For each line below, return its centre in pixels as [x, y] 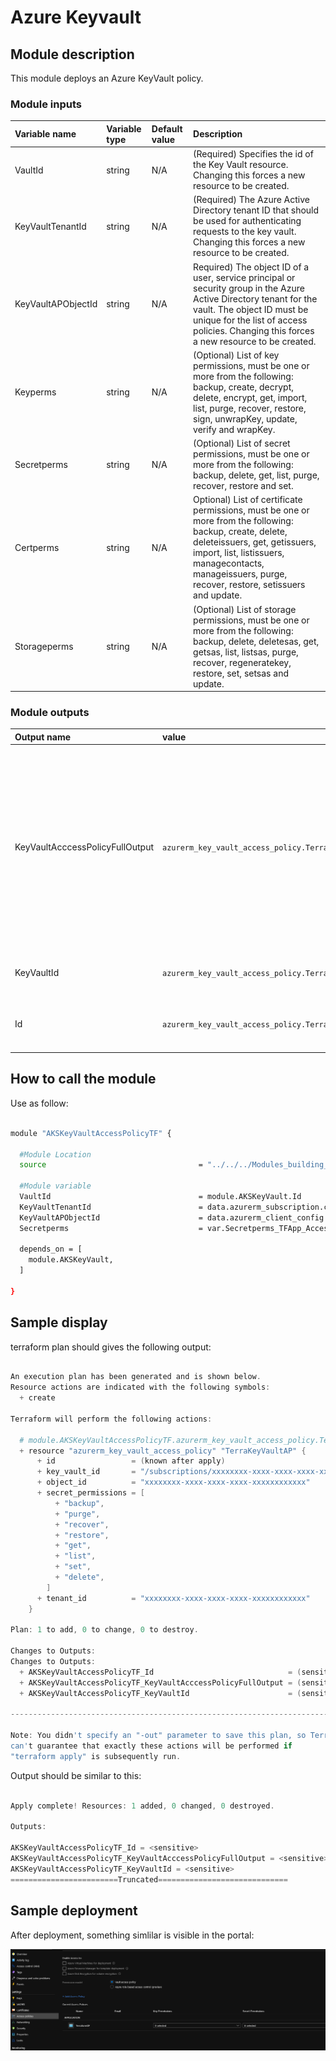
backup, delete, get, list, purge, [256, 475]
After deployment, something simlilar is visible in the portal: [132, 1935]
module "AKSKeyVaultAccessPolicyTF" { [91, 1133]
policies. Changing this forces [254, 330]
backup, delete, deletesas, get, [256, 641]
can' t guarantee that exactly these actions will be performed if [151, 1746]
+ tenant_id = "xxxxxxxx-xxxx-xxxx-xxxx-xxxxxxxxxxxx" [173, 1598]
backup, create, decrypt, [244, 387]
